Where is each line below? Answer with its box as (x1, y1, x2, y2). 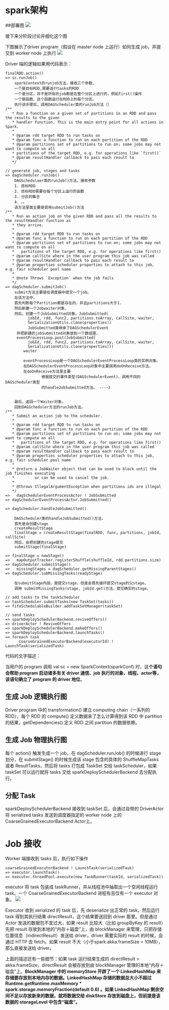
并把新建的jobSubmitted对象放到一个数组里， (16, 331, 100, 336)
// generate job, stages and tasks (5, 168, 80, 173)
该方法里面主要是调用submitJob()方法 (14, 205, 85, 210)
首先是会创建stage (14, 521, 48, 526)
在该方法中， (14, 295, 37, 300)
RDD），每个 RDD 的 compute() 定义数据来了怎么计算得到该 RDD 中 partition (5, 713, 162, 719)
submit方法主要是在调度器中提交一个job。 (14, 290, 91, 295)
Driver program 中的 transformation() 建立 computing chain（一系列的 (5, 707, 150, 713)
